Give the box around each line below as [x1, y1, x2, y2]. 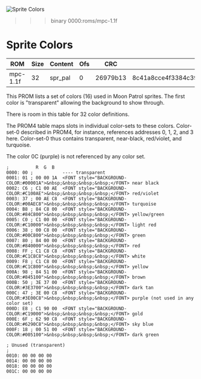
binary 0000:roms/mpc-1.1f [50, 17, 118, 24]
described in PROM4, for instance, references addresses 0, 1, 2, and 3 [20, 129, 194, 136]
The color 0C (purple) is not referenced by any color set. [6, 152, 145, 160]
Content [50, 60, 74, 68]
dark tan [132, 285, 154, 291]
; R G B [6, 164, 55, 170]
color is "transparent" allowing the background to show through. [6, 99, 165, 106]
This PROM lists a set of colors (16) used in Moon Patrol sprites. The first [6, 93, 185, 100]
